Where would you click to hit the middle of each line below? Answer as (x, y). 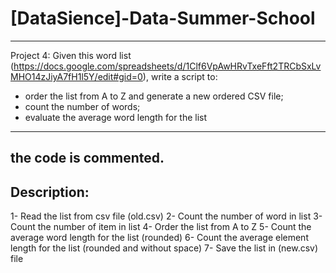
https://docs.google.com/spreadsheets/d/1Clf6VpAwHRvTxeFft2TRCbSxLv (167, 66)
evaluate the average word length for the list (116, 117)
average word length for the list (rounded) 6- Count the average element (159, 238)
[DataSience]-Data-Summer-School (163, 18)
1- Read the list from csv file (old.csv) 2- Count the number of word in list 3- (166, 216)
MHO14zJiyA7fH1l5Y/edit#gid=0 (76, 76)
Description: (50, 192)
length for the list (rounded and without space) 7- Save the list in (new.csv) (164, 248)
